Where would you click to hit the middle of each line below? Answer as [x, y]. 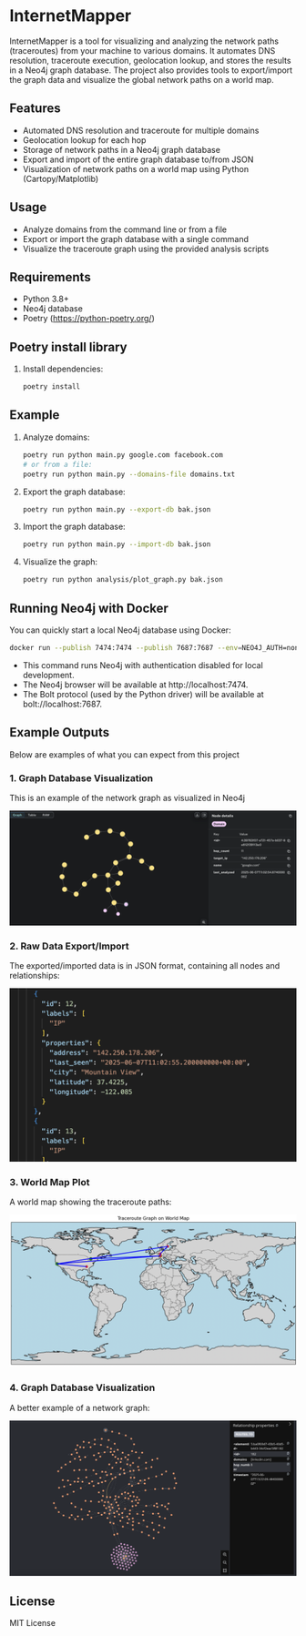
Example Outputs [60, 732]
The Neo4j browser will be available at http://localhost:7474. [135, 685]
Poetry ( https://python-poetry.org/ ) [88, 319]
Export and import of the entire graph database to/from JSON [138, 159]
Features [35, 109]
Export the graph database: [74, 492]
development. [48, 675]
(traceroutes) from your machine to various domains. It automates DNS [143, 50]
